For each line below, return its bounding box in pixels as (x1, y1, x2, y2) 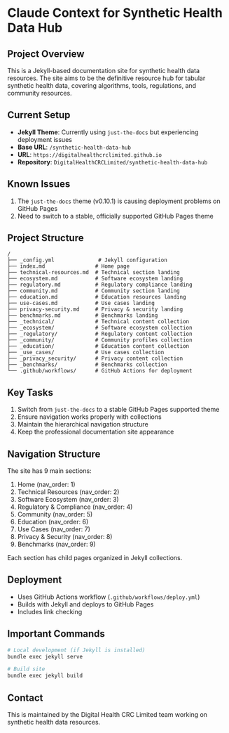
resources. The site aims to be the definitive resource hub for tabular (7, 74, 206, 82)
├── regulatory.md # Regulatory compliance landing (7, 281, 193, 289)
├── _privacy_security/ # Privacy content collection (7, 355, 183, 363)
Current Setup (7, 109, 71, 121)
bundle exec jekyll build (7, 673, 83, 680)
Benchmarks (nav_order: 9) (17, 540, 96, 549)
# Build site (7, 666, 46, 673)
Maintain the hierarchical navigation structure (17, 420, 148, 429)
